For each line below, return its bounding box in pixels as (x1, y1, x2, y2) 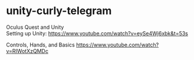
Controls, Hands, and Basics (6, 41, 75, 48)
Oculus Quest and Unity (6, 24, 64, 31)
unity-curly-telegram (6, 4, 112, 18)
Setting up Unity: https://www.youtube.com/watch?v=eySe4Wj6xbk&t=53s (6, 29, 189, 36)
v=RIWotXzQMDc (6, 47, 49, 54)
